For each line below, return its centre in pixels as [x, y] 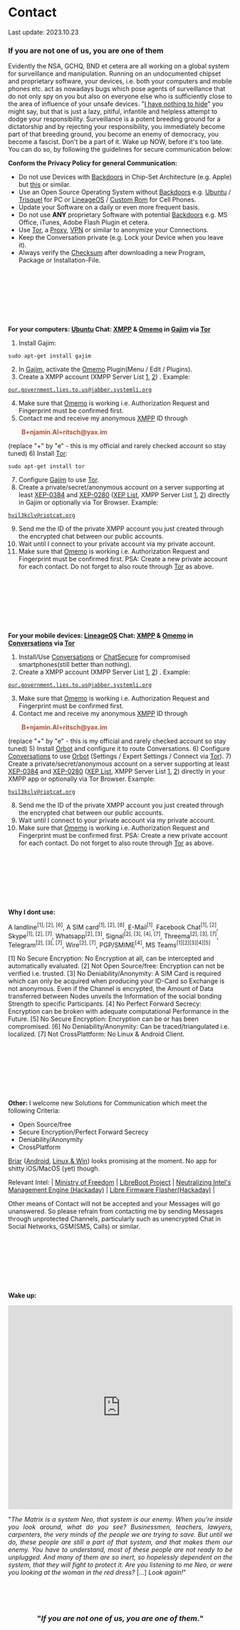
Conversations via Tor [42, 643]
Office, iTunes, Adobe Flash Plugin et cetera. [84, 222]
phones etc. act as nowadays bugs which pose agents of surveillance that [117, 89]
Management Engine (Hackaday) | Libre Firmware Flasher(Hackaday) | [112, 1190]
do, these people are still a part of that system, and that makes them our [120, 1542]
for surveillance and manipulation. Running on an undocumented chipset [115, 74]
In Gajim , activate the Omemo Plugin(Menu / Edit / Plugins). [105, 369]
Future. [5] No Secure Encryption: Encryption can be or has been [103, 1019]
